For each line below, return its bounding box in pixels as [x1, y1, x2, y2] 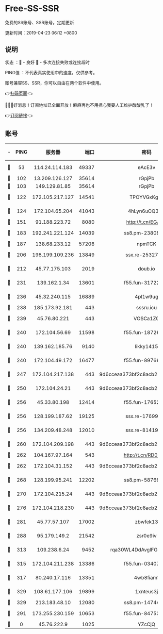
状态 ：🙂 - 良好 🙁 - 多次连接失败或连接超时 [5, 59, 90, 65]
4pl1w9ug [134, 293, 159, 300]
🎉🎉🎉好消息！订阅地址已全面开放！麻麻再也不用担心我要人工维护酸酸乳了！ [5, 102, 154, 108]
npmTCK [136, 240, 157, 247]
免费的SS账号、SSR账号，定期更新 [5, 19, 74, 25]
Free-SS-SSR [5, 3, 59, 14]
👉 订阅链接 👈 [5, 112, 33, 118]
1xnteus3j [135, 588, 158, 595]
